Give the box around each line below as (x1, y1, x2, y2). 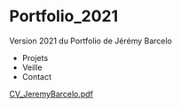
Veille (21, 62, 43, 73)
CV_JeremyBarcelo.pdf (9, 89, 93, 99)
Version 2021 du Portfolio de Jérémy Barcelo (9, 35, 173, 46)
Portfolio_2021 (9, 6, 118, 27)
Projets (21, 52, 49, 63)
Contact (21, 71, 51, 81)
